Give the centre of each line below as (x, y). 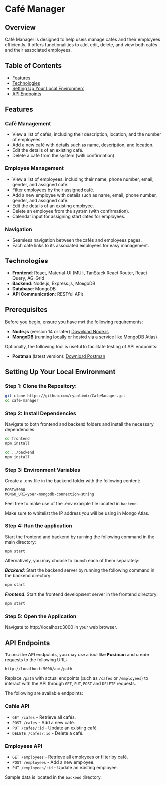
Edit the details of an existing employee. (53, 206)
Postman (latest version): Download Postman (59, 356)
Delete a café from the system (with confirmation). (64, 155)
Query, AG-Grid (28, 278)
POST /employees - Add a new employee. (54, 762)
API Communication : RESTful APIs (48, 294)
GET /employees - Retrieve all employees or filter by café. (70, 757)
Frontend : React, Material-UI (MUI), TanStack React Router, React (80, 273)
